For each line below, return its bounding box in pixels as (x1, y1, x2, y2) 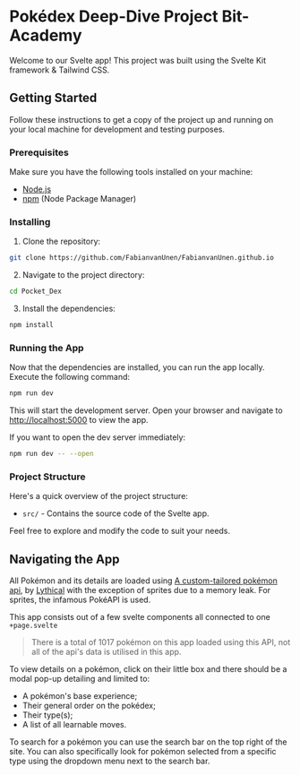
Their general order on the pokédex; (21, 701, 157, 711)
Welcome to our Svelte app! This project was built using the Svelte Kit (9, 55, 267, 65)
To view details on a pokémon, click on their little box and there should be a (9, 664, 287, 675)
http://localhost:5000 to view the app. (9, 415, 150, 426)
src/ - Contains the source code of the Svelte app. (21, 508, 210, 519)
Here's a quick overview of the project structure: (9, 491, 188, 502)
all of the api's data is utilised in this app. (30, 647, 182, 658)
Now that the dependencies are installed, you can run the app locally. (9, 362, 265, 373)
